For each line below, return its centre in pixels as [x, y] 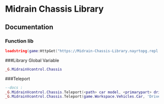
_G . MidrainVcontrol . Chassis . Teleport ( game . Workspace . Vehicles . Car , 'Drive [83, 97]
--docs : [14, 87]
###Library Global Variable [32, 60]
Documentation [29, 27]
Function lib [19, 41]
